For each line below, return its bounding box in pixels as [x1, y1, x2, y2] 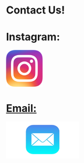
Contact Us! [6, 4, 65, 17]
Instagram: [6, 30, 60, 44]
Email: [6, 102, 37, 115]
